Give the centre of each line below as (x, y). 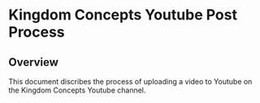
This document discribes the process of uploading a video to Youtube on (130, 82)
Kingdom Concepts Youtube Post (123, 15)
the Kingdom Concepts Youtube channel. (77, 90)
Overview (34, 62)
